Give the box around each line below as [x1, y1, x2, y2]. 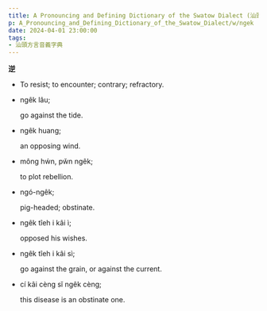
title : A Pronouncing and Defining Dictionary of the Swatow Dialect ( [8, 11, 250, 20]
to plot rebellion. [19, 172, 74, 182]
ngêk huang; [19, 126, 61, 136]
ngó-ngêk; [19, 187, 55, 197]
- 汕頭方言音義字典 [8, 41, 64, 49]
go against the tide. [19, 110, 83, 120]
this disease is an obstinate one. [19, 295, 126, 305]
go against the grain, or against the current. [19, 264, 163, 274]
